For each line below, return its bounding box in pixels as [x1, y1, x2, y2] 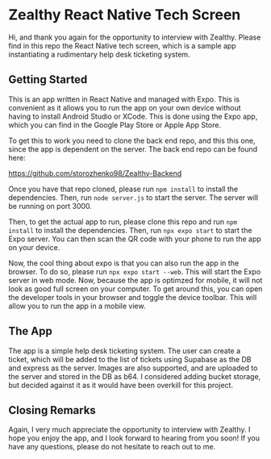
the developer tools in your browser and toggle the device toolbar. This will [8, 292, 257, 302]
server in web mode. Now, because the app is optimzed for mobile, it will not [8, 275, 263, 285]
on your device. [8, 242, 60, 252]
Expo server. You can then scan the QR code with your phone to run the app [8, 234, 262, 244]
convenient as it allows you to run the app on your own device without [8, 102, 241, 112]
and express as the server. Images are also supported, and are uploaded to [8, 363, 258, 373]
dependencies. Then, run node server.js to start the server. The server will [8, 192, 259, 202]
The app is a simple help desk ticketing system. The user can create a [8, 345, 241, 356]
